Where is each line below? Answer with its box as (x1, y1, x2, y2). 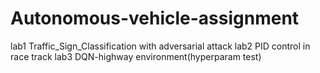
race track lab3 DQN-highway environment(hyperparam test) (10, 50, 262, 62)
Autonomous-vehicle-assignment (10, 7, 300, 30)
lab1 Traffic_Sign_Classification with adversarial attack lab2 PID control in (10, 40, 311, 52)
